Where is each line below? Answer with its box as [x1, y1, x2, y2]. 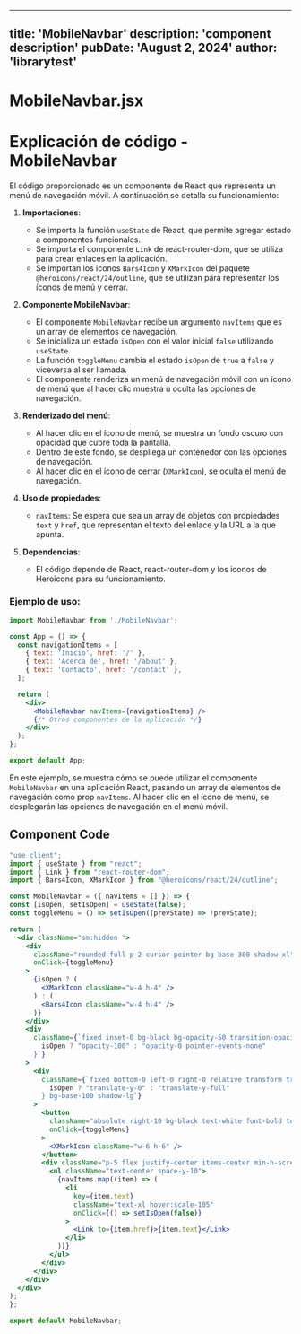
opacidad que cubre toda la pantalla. [35, 437, 172, 448]
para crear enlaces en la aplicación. [35, 253, 168, 264]
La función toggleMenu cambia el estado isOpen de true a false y [35, 354, 275, 365]
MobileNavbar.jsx [9, 91, 144, 110]
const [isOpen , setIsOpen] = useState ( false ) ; [9, 901, 186, 910]
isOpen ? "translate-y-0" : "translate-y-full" [48, 1083, 230, 1093]
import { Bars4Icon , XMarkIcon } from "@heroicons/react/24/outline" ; [9, 876, 279, 885]
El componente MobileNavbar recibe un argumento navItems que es [35, 316, 282, 327]
